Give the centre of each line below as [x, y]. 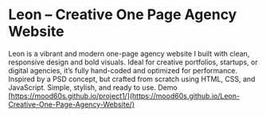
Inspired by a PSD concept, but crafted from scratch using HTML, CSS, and [132, 79]
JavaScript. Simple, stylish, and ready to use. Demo [93, 87]
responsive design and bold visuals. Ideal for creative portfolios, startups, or [133, 62]
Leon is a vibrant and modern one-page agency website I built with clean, [129, 53]
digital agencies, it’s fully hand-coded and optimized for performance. [123, 70]
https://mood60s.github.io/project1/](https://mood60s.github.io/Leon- [125, 96]
